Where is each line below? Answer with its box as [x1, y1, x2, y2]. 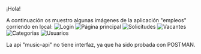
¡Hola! [6, 5, 21, 12]
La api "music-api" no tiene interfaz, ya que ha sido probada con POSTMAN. [6, 41, 196, 48]
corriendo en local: [6, 23, 53, 30]
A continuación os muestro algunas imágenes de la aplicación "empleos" [6, 17, 187, 23]
